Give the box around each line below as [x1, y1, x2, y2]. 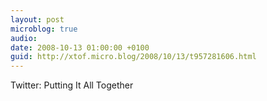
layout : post [10, 14, 65, 25]
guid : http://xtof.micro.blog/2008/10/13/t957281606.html [10, 52, 257, 62]
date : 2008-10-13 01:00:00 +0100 [10, 42, 150, 53]
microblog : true [10, 24, 78, 34]
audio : [10, 33, 38, 43]
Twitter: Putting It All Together [10, 79, 134, 91]
